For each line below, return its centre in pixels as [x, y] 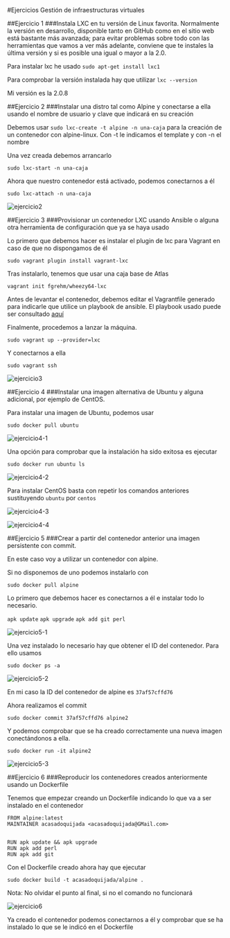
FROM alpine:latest [35, 818]
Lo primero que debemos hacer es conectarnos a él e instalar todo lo [106, 598]
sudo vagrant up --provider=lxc [54, 340]
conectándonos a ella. [39, 738]
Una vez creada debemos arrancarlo [60, 156]
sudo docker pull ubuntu [43, 425]
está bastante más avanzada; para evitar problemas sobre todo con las [108, 38]
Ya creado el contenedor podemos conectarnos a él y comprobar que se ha [115, 920]
